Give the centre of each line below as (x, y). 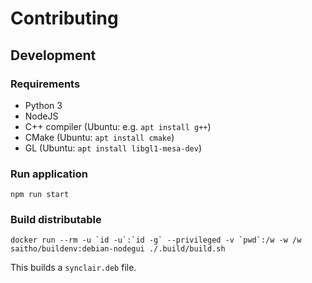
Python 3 (43, 105)
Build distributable (56, 220)
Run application (49, 174)
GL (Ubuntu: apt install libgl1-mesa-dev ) (113, 148)
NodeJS (41, 116)
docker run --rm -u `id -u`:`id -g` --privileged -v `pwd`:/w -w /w (156, 240)
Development (53, 55)
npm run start (40, 195)
